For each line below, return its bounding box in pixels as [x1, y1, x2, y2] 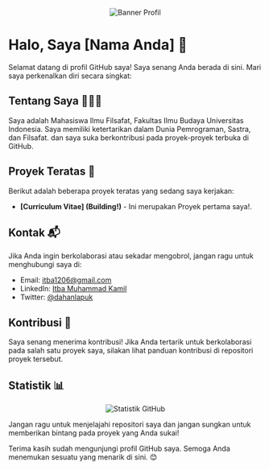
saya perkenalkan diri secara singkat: [8, 71, 132, 80]
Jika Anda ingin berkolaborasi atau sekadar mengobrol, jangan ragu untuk [8, 251, 254, 261]
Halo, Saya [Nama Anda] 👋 [8, 36, 188, 54]
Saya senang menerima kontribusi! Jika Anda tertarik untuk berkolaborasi [8, 337, 252, 347]
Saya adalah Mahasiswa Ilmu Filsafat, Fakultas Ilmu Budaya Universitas [8, 115, 244, 125]
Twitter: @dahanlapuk [19, 292, 93, 302]
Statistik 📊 [8, 378, 64, 392]
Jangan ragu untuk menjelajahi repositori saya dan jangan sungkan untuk [8, 419, 251, 429]
